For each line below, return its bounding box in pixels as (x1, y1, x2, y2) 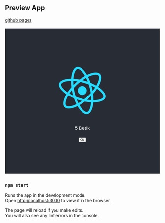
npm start (5, 182, 28, 188)
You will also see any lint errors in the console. (5, 213, 99, 219)
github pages (5, 17, 32, 23)
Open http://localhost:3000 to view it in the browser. (5, 198, 111, 204)
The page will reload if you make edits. (5, 207, 83, 213)
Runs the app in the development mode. (5, 192, 86, 198)
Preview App (5, 4, 45, 12)
